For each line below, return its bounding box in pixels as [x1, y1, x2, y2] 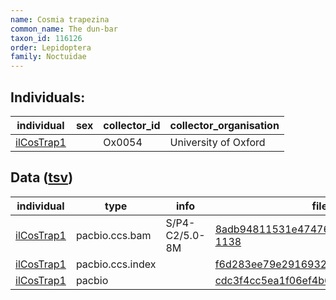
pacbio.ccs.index [75, 257, 157, 271]
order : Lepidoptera [10, 42, 92, 53]
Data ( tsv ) [10, 169, 74, 186]
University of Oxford [169, 135, 266, 149]
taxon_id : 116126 [10, 33, 83, 43]
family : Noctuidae [10, 52, 87, 62]
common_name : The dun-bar [10, 24, 118, 34]
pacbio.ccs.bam [75, 228, 152, 242]
